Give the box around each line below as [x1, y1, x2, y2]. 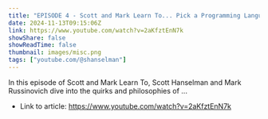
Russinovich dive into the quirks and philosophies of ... [8, 86, 187, 95]
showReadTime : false [8, 41, 77, 49]
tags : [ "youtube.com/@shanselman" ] [8, 56, 127, 64]
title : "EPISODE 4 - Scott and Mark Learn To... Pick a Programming [8, 11, 241, 20]
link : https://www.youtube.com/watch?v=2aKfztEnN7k [8, 26, 183, 34]
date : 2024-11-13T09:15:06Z [8, 19, 102, 27]
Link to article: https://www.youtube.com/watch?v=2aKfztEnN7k [19, 101, 232, 111]
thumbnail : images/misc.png [8, 48, 102, 56]
